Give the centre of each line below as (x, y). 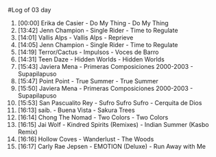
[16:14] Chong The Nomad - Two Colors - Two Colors (93, 117)
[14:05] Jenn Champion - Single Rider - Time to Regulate (98, 45)
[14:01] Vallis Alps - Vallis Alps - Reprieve (75, 38)
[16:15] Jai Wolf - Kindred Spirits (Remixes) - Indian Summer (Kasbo (113, 125)
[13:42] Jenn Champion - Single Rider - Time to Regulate (98, 30)
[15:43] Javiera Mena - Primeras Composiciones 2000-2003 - (106, 67)
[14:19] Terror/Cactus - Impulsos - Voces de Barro (88, 52)
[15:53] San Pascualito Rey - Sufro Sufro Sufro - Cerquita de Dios (110, 103)
